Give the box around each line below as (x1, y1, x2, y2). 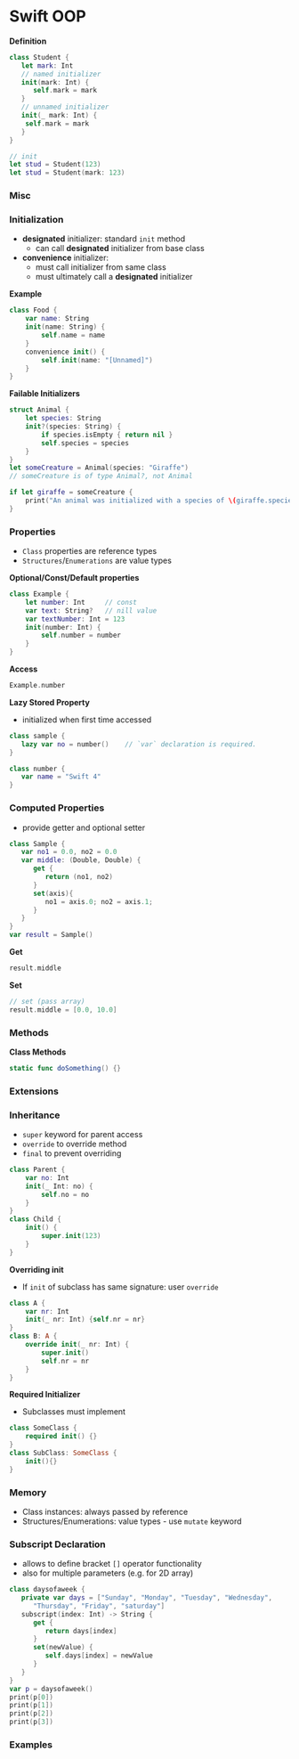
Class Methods (9, 1046, 67, 1057)
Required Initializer (9, 1389, 81, 1400)
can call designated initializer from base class (35, 243, 205, 254)
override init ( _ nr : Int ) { (25, 1340, 129, 1349)
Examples (9, 1739, 53, 1751)
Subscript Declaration (9, 1538, 107, 1551)
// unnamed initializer (20, 102, 109, 112)
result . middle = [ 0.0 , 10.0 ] (9, 1005, 117, 1014)
